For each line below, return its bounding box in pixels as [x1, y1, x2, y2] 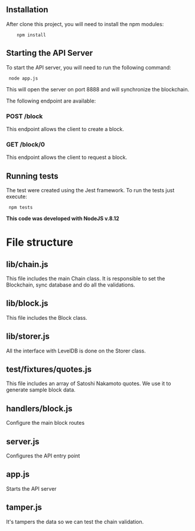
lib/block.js [6, 298, 48, 309]
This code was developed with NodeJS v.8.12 [6, 215, 119, 222]
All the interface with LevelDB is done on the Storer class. [6, 347, 146, 354]
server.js [6, 436, 40, 447]
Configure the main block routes [6, 419, 84, 427]
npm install [17, 32, 46, 38]
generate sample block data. [6, 386, 76, 393]
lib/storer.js [6, 332, 50, 342]
